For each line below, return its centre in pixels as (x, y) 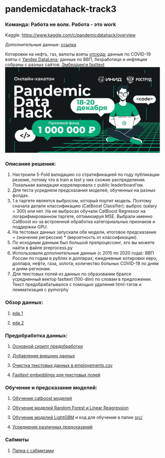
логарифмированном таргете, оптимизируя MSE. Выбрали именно (82, 216)
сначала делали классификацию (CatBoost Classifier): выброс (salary (84, 206)
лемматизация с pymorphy (40, 290)
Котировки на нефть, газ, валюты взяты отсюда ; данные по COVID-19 (78, 54)
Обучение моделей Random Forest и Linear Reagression (70, 408)
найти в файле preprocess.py (42, 248)
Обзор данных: (24, 302)
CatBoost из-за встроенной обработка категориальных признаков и (84, 222)
